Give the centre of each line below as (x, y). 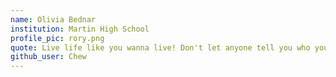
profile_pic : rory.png (57, 38)
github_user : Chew (48, 57)
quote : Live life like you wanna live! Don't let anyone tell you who (160, 47)
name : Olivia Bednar (53, 19)
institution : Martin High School (80, 29)
